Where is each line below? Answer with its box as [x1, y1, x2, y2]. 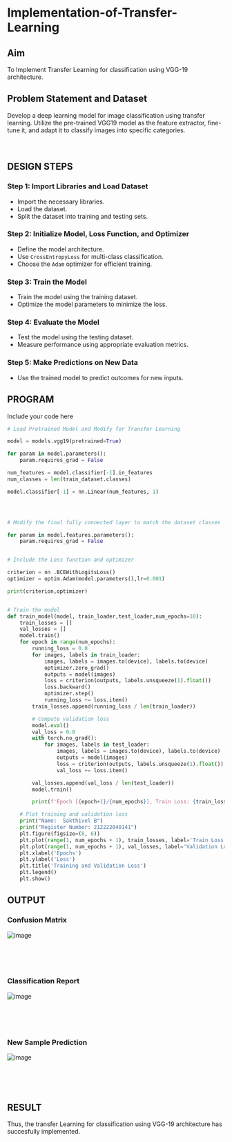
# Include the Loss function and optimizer [7, 556, 135, 564]
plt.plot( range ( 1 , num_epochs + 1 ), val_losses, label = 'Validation [19, 843, 217, 850]
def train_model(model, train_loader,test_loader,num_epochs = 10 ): [7, 613, 202, 620]
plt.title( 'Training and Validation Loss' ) [19, 862, 147, 870]
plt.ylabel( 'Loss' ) [19, 856, 76, 863]
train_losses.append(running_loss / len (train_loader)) [32, 703, 196, 710]
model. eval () [32, 722, 70, 729]
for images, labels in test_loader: [43, 741, 150, 749]
